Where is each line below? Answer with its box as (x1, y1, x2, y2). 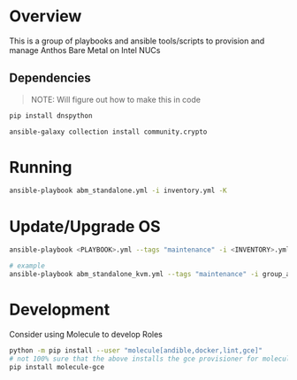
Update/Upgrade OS (9, 216, 161, 237)
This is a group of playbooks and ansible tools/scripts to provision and (9, 35, 265, 46)
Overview (9, 6, 82, 27)
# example (9, 261, 46, 271)
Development (9, 299, 110, 320)
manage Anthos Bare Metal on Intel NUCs (9, 44, 161, 55)
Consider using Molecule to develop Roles (9, 329, 164, 339)
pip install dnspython (9, 111, 93, 120)
